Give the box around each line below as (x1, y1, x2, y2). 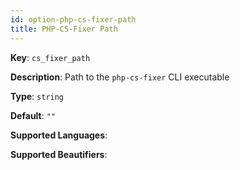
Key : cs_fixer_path (10, 51, 91, 63)
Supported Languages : (10, 129, 108, 141)
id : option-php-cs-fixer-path (10, 14, 137, 25)
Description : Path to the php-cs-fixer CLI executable (10, 71, 230, 83)
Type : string (10, 90, 65, 102)
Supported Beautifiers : (10, 148, 108, 160)
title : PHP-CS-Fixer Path (10, 24, 118, 34)
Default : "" (10, 109, 57, 121)
